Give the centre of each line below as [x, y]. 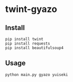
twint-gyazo [31, 9]
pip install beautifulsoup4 [34, 48]
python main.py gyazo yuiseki [37, 74]
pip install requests [28, 43]
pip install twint [24, 39]
